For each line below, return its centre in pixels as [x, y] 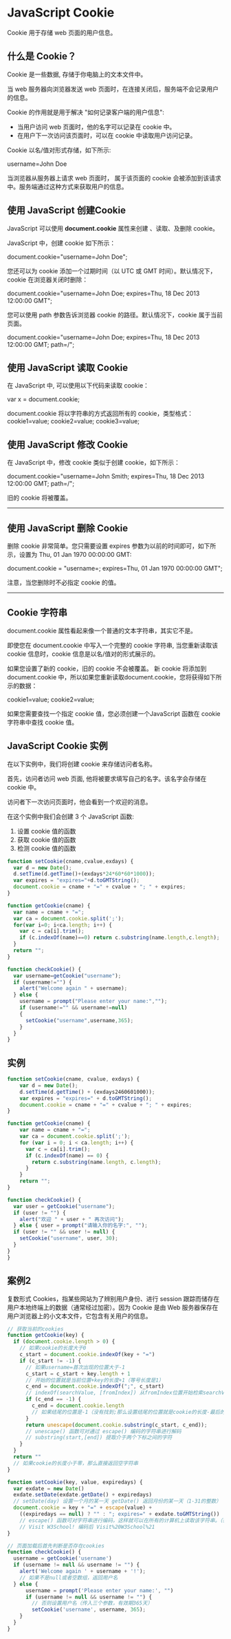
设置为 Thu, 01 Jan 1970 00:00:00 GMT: [75, 554]
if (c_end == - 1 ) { [53, 1399]
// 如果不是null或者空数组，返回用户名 [69, 1578]
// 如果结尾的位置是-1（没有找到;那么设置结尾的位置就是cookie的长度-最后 [126, 1412]
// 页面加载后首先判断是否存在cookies [56, 1546]
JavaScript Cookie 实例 [57, 746]
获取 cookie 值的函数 [46, 839]
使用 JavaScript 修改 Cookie [68, 444]
